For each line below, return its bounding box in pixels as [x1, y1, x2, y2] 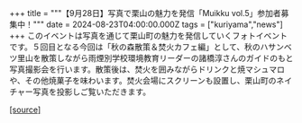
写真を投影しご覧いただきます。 [32, 86, 151, 97]
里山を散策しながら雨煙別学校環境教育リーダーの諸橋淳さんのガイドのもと [16, 53, 294, 63]
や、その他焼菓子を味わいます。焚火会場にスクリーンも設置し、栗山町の [9, 75, 277, 85]
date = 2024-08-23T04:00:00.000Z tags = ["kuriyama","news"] [46, 19, 284, 30]
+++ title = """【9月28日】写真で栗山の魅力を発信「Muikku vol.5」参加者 [9, 8, 281, 18]
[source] [9, 104, 41, 115]
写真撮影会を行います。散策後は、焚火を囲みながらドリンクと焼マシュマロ [9, 64, 286, 75]
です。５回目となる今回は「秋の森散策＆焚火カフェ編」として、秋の [9, 41, 261, 52]
